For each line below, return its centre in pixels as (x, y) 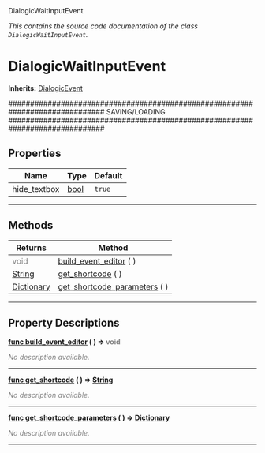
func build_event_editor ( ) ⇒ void (64, 342)
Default (108, 175)
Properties (35, 153)
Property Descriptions (64, 322)
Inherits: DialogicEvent (45, 88)
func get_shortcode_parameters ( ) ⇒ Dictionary (89, 418)
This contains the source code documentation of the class (103, 26)
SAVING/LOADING (136, 111)
